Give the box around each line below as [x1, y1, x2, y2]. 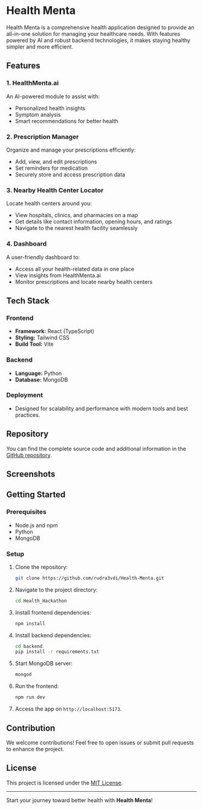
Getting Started [6, 490, 66, 500]
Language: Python [14, 370, 62, 377]
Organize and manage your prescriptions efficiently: [6, 146, 136, 154]
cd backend [14, 643, 43, 649]
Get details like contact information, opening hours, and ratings [14, 218, 172, 225]
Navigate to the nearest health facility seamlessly [14, 224, 138, 232]
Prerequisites [6, 508, 47, 516]
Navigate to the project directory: [14, 586, 98, 593]
